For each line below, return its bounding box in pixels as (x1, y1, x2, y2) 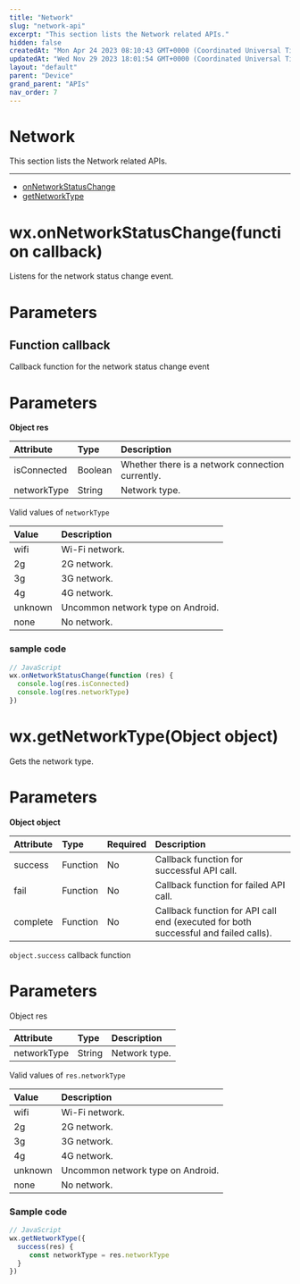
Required (106, 837, 147, 850)
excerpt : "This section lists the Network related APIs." (9, 29, 229, 38)
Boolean (77, 464, 112, 476)
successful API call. (154, 864, 237, 877)
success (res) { (17, 1242, 74, 1251)
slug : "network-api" (9, 21, 87, 30)
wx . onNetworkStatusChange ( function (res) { (9, 671, 174, 680)
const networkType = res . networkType (29, 1250, 170, 1260)
